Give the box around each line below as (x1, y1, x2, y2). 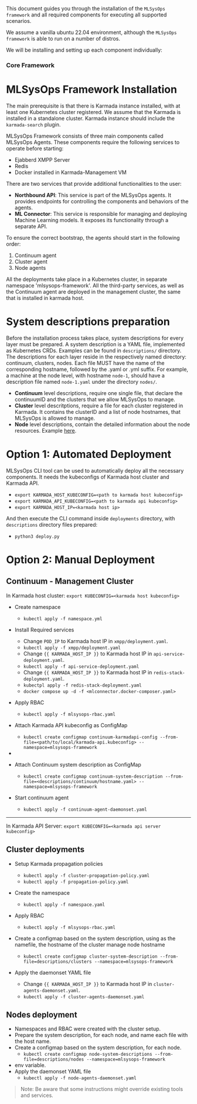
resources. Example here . (14, 427, 77, 434)
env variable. (14, 1062, 46, 1069)
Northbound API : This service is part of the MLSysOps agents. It (14, 191, 172, 199)
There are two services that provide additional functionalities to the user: (6, 180, 182, 187)
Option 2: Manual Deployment (6, 553, 155, 566)
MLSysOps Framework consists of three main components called (6, 132, 164, 139)
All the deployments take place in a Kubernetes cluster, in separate (6, 276, 168, 283)
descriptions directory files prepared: (6, 521, 98, 528)
